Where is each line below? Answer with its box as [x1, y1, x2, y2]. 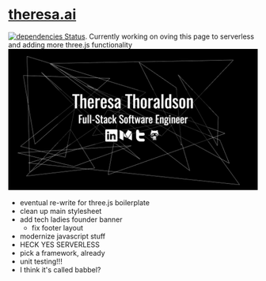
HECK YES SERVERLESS [19, 240, 101, 249]
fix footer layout [31, 223, 84, 233]
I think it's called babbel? [19, 265, 101, 275]
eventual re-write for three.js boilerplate [19, 198, 150, 208]
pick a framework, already [19, 249, 105, 258]
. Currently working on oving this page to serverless [85, 32, 255, 41]
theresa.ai [8, 6, 77, 24]
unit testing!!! [19, 257, 63, 266]
